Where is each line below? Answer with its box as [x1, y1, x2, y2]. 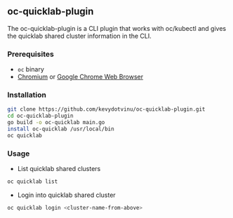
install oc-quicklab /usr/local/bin [7, 125, 114, 132]
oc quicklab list [7, 178, 58, 185]
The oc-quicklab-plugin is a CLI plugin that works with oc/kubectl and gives [7, 24, 227, 32]
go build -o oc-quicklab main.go [7, 119, 105, 126]
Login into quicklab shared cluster [17, 191, 116, 199]
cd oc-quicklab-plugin [7, 112, 74, 120]
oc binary [17, 65, 44, 74]
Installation [7, 90, 47, 100]
